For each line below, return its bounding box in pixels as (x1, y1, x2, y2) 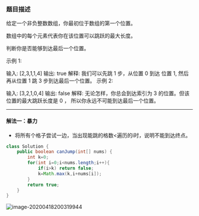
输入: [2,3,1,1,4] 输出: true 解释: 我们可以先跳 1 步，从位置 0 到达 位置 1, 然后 (6, 70, 189, 77)
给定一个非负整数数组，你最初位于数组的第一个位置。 (6, 19, 136, 27)
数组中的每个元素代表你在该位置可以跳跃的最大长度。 (6, 32, 136, 40)
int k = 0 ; (27, 155, 49, 161)
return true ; (27, 182, 60, 188)
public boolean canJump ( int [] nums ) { (17, 149, 113, 155)
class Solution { (6, 143, 49, 149)
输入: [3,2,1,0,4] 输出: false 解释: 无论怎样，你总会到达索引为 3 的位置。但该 (6, 90, 190, 97)
